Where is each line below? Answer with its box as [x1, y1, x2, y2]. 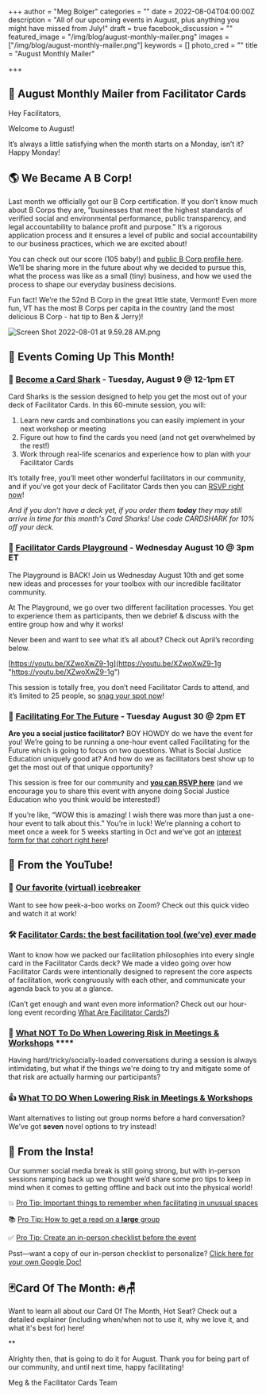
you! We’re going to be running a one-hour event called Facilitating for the [8, 737, 250, 746]
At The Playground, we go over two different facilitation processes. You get [8, 603, 254, 612]
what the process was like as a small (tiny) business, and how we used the [8, 271, 253, 280]
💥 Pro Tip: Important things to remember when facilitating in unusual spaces [8, 1198, 258, 1208]
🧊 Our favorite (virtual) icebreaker [8, 882, 141, 893]
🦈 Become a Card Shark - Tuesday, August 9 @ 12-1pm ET [8, 373, 236, 384]
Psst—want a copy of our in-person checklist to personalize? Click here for [8, 1249, 254, 1258]
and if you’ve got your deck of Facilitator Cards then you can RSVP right [8, 482, 244, 491]
